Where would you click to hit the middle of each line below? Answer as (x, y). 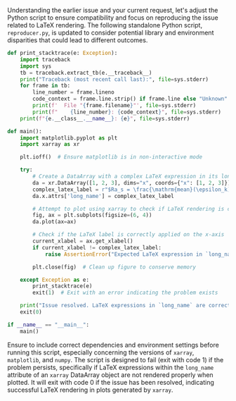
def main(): (25, 131)
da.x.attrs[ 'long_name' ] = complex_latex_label (103, 196)
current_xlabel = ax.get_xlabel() (83, 241)
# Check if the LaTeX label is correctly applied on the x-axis (129, 235)
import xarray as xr (50, 144)
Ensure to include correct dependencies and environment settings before (113, 345)
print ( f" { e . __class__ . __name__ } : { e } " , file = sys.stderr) (105, 118)
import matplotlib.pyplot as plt (69, 138)
